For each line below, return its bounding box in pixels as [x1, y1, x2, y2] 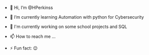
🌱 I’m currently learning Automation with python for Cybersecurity [9, 14, 144, 20]
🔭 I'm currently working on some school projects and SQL [9, 24, 127, 29]
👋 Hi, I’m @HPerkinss [9, 5, 53, 10]
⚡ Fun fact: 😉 [9, 45, 38, 51]
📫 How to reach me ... [9, 33, 56, 39]
